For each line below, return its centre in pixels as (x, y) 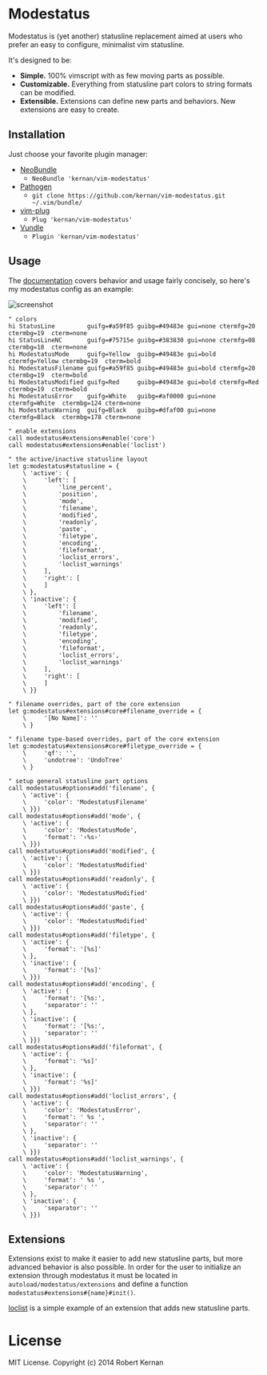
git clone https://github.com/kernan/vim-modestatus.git (129, 196)
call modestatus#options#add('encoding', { (82, 984)
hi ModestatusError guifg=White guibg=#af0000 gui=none (112, 396)
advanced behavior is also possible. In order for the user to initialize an (125, 1267)
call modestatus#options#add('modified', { (82, 851)
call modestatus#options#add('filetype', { (82, 935)
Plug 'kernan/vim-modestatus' (82, 220)
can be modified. (48, 92)
